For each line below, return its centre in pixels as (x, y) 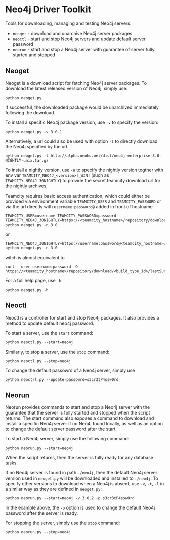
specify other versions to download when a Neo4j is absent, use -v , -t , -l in (85, 484)
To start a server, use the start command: (49, 333)
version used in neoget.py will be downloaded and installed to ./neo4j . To (82, 478)
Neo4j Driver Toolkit (48, 9)
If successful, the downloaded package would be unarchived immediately (82, 107)
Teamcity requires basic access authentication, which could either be (78, 196)
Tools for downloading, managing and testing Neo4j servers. (68, 23)
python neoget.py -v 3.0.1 (34, 132)
